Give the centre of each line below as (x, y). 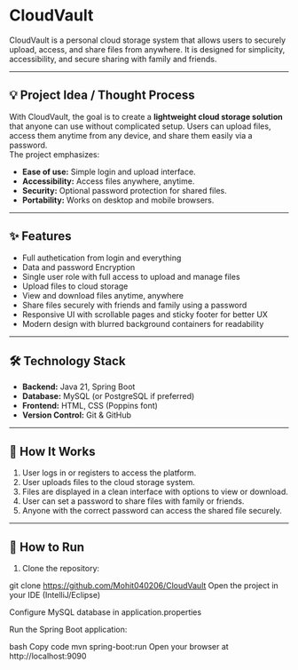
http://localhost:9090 (48, 656)
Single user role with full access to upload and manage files (131, 276)
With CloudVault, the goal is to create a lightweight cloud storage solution (146, 116)
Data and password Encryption (78, 267)
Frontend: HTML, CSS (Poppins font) (90, 406)
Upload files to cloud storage (75, 286)
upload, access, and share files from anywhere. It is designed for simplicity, (147, 49)
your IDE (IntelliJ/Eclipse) (55, 595)
